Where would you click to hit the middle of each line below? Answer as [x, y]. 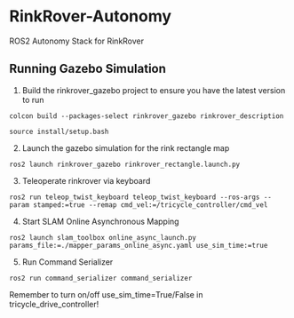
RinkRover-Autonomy [90, 16]
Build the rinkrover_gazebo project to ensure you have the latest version [154, 90]
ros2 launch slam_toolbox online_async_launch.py [103, 237]
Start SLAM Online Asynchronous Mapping [100, 221]
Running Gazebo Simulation [88, 69]
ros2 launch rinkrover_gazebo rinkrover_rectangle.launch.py [125, 164]
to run [33, 99]
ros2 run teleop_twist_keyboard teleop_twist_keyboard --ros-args [135, 197]
